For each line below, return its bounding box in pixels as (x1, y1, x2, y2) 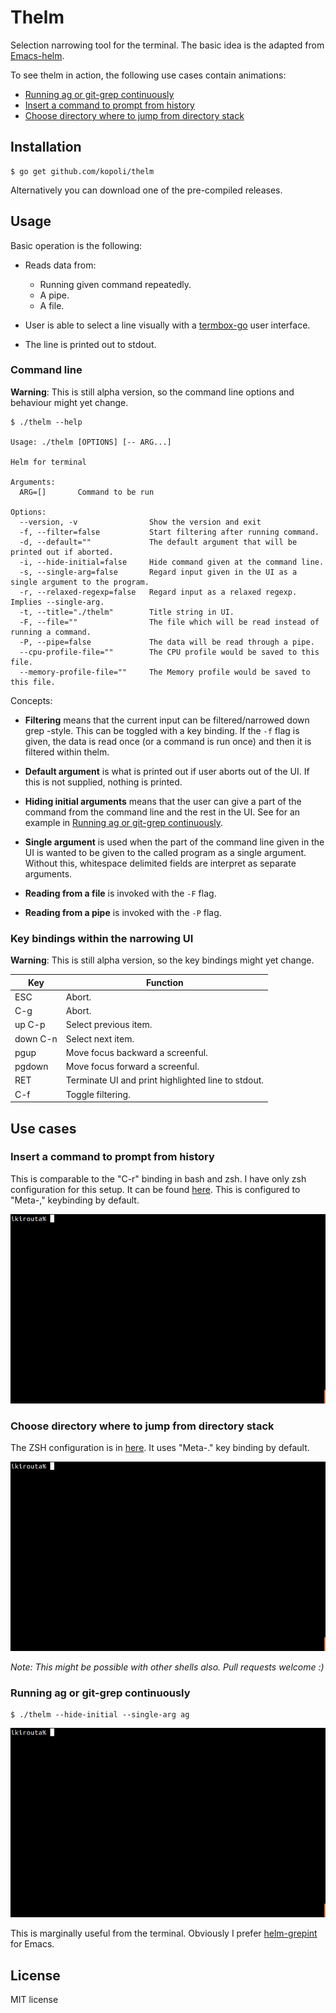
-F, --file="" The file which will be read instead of (19, 617, 320, 627)
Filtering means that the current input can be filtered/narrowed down (24, 714, 310, 726)
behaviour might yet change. (10, 396, 129, 408)
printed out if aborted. (10, 547, 114, 557)
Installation (10, 139, 82, 156)
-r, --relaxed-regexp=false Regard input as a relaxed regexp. (19, 587, 298, 597)
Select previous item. (65, 1019, 153, 1031)
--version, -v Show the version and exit (19, 517, 262, 527)
